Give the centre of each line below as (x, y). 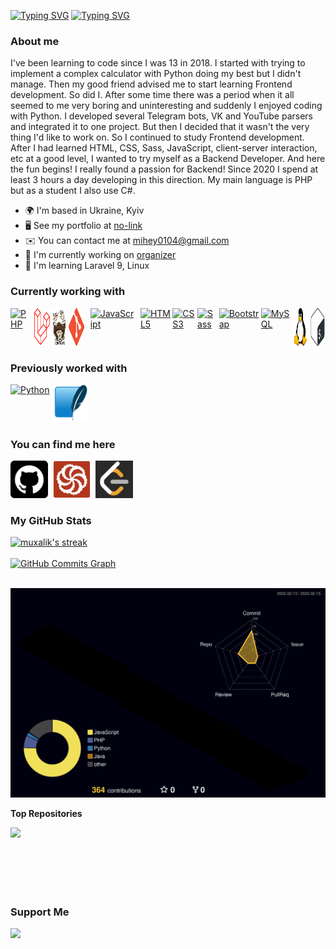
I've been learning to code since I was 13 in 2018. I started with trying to (158, 63)
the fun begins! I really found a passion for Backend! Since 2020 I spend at (164, 169)
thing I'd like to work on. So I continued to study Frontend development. (157, 137)
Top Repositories (46, 813)
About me (35, 41)
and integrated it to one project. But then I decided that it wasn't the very (160, 127)
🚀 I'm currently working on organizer (100, 255)
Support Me (40, 912)
